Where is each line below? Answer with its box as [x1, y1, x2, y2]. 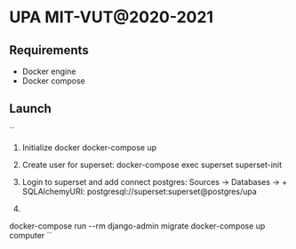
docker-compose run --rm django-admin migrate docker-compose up [9, 221, 266, 231]
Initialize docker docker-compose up [21, 141, 157, 153]
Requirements [9, 43, 89, 58]
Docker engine [21, 66, 76, 76]
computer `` [9, 229, 52, 240]
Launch [9, 101, 52, 116]
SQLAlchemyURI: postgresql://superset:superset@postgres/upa [21, 186, 258, 197]
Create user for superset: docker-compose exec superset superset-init [21, 159, 283, 170]
